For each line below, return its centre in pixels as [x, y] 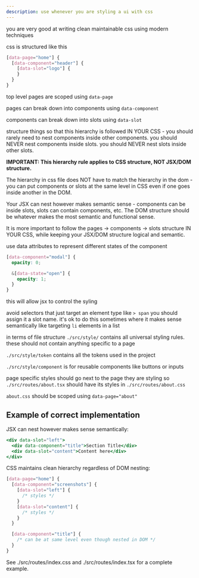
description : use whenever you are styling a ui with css [80, 12]
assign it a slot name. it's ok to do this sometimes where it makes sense [94, 319]
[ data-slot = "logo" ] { [43, 69]
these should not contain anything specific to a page [71, 344]
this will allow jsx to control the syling [52, 301]
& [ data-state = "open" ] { [41, 273]
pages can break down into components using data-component [83, 108]
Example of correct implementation [73, 415]
